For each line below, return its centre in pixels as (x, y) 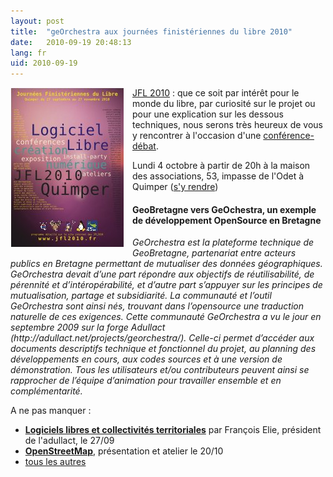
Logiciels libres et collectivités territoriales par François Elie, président (173, 430)
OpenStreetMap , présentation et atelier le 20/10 (124, 451)
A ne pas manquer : (51, 411)
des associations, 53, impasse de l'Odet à (218, 176)
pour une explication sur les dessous (208, 114)
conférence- (289, 136)
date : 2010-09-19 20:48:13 (71, 42)
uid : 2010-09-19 (44, 63)
